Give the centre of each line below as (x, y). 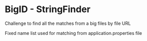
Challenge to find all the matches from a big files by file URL (68, 23)
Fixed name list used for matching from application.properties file (73, 33)
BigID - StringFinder (48, 9)
